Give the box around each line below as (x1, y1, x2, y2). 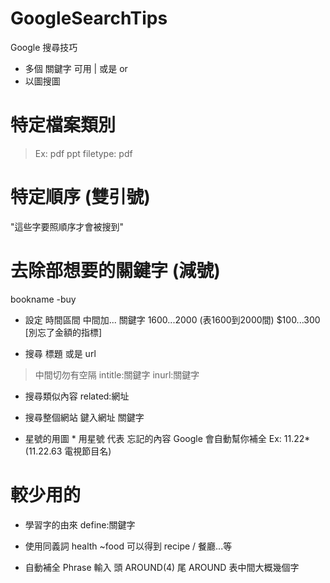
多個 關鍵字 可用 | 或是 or (24, 62, 128, 74)
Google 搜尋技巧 (10, 41, 78, 53)
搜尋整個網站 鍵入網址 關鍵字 (24, 411, 145, 423)
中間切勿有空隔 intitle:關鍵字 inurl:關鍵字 (34, 368, 200, 381)
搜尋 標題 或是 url (24, 347, 97, 359)
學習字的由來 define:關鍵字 (24, 518, 136, 531)
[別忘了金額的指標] (24, 326, 103, 338)
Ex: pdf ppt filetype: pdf (34, 147, 133, 159)
